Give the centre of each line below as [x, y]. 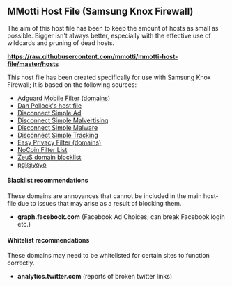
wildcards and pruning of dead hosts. [61, 43]
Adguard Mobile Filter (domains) [64, 98]
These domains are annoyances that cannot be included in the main [105, 196]
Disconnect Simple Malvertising [63, 120]
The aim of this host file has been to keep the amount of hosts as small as [113, 28]
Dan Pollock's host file [49, 105]
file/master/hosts [33, 64]
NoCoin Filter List [42, 149]
